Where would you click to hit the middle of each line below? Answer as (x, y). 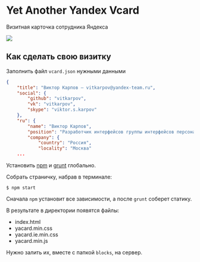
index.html (28, 222)
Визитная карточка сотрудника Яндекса (57, 27)
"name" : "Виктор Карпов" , (60, 126)
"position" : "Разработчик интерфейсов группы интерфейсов (101, 132)
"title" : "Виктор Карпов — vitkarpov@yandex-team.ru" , (86, 88)
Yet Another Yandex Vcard (73, 10)
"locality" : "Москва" (65, 149)
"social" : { (32, 93)
